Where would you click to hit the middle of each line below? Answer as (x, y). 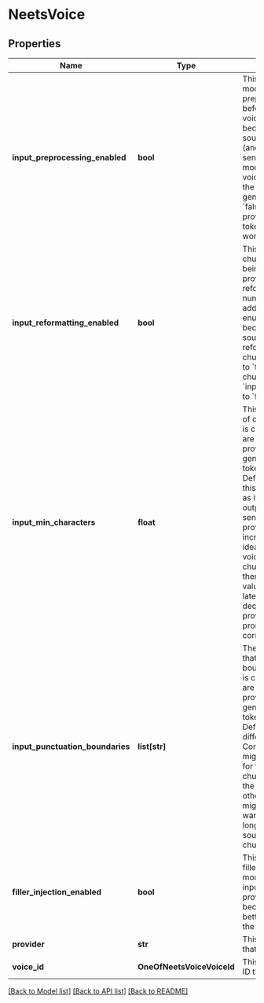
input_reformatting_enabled (66, 323)
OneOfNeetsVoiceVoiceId (186, 967)
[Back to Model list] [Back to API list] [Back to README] (98, 991)
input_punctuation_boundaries (71, 747)
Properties (35, 44)
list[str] (152, 747)
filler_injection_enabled (57, 892)
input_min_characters (54, 522)
